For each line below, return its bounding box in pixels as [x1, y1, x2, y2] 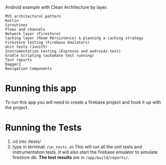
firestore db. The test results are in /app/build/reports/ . [12, 154, 130, 160]
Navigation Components [5, 66, 52, 71]
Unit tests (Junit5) [5, 44, 48, 49]
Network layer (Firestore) [5, 31, 61, 36]
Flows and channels [5, 27, 46, 32]
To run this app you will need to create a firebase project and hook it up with [5, 99, 162, 105]
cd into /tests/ [12, 138, 41, 144]
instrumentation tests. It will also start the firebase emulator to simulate [12, 149, 158, 155]
